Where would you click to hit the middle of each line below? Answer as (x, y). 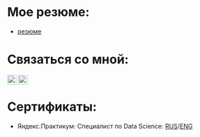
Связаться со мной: (68, 59)
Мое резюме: (48, 12)
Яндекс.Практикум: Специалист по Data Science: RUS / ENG (105, 126)
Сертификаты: (52, 107)
